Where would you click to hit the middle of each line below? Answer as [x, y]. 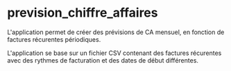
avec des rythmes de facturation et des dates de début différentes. [103, 60]
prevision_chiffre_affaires [83, 13]
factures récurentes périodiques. [54, 39]
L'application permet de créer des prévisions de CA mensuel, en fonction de [116, 32]
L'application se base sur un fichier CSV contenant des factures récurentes [114, 53]
